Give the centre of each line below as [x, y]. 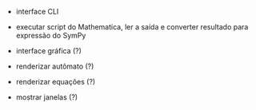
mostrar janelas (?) [47, 97]
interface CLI [37, 12]
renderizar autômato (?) [55, 66]
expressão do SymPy [51, 35]
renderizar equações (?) [56, 82]
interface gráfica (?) [49, 51]
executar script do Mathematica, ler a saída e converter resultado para [132, 27]
